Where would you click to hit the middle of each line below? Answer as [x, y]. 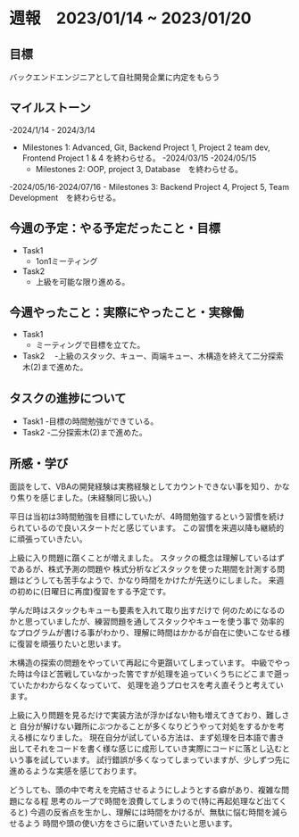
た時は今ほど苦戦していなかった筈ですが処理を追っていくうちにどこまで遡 [146, 674]
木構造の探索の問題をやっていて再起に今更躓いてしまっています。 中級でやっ [150, 663]
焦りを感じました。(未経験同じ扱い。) [84, 498]
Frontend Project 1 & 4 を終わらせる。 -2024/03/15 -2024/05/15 [139, 158]
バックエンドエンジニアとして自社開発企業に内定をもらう [115, 77]
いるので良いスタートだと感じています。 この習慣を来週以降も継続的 [158, 528]
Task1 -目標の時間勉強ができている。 [90, 421]
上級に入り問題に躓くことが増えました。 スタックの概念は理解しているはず [147, 558]
